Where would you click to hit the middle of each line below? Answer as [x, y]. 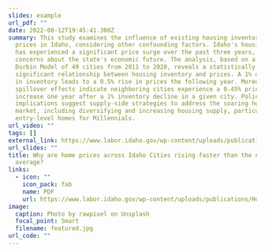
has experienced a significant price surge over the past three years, [136, 52]
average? [30, 163]
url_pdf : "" [28, 23]
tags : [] [22, 133]
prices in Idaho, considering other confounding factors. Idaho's [127, 45]
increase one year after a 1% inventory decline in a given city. [127, 96]
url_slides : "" [33, 148]
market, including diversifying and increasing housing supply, [123, 111]
